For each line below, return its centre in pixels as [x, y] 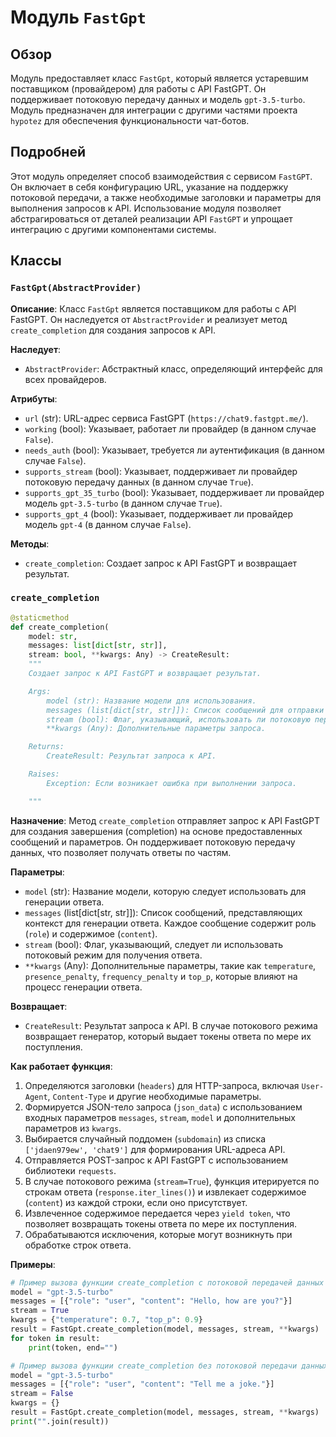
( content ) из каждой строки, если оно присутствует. [136, 1202]
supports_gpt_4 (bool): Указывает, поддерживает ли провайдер [159, 513]
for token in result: [55, 1338]
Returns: [46, 747]
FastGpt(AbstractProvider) [76, 288]
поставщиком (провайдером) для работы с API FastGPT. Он [138, 89]
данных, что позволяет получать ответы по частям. [121, 852]
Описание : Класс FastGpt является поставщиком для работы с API [153, 308]
